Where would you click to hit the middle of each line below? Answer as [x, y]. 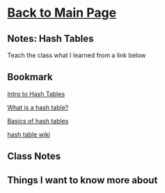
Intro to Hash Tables [36, 94]
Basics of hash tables [38, 121]
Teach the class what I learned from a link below [77, 55]
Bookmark [30, 77]
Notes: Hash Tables [50, 39]
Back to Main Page [62, 13]
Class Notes [34, 156]
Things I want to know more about [82, 180]
